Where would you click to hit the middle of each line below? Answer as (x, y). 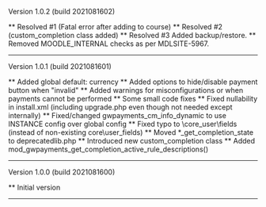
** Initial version (34, 187)
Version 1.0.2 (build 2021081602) (62, 11)
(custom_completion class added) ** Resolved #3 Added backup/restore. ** (132, 35)
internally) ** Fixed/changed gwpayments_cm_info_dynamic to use (118, 115)
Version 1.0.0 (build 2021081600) (62, 172)
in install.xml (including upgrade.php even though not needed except (120, 107)
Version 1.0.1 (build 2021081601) (60, 66)
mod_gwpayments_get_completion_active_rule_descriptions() (108, 149)
